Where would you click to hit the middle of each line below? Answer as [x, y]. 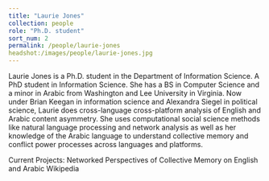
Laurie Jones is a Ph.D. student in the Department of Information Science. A [134, 76]
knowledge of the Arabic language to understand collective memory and [128, 136]
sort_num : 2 [28, 38]
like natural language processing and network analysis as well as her [122, 127]
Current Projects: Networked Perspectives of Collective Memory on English [133, 160]
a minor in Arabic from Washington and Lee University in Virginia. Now [125, 93]
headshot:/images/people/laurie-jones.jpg [81, 53]
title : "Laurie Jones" [46, 16]
